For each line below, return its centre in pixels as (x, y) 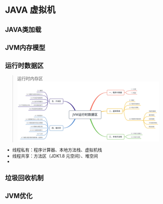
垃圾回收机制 (24, 178)
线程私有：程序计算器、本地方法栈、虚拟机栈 (57, 150)
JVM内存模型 (25, 48)
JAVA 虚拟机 (30, 10)
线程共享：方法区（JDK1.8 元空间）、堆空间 (55, 156)
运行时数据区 (24, 66)
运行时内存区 (30, 78)
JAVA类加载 (23, 30)
